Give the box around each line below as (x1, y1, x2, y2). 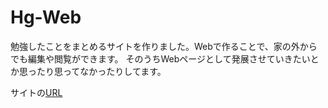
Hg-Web (10, 6, 82, 29)
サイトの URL (10, 86, 63, 98)
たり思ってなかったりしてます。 (36, 65, 167, 77)
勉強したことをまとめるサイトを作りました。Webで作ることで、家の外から (10, 40, 318, 52)
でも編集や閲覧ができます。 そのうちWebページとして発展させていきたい (10, 52, 311, 65)
